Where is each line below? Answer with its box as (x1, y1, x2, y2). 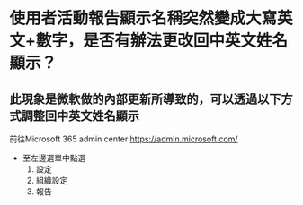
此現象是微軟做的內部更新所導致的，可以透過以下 (9, 91, 281, 107)
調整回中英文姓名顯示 (21, 108, 139, 124)
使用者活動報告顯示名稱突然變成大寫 (9, 8, 278, 29)
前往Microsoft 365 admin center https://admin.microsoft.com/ (9, 133, 238, 144)
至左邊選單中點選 (22, 153, 86, 163)
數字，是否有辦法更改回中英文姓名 (35, 30, 289, 51)
